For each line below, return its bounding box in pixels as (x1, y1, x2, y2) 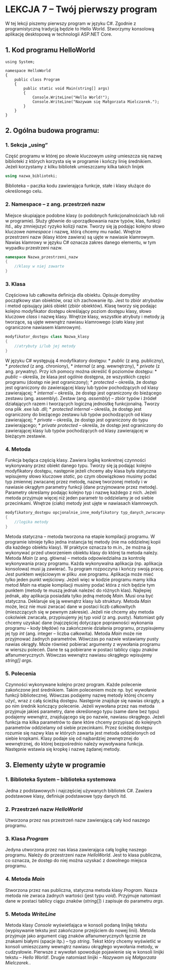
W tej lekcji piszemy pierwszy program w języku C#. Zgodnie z (5, 20, 137, 26)
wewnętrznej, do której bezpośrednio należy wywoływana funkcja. (5, 741, 144, 746)
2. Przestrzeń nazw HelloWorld (5, 805, 83, 812)
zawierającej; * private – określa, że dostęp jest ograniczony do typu (5, 417, 148, 423)
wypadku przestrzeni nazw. (5, 244, 63, 250)
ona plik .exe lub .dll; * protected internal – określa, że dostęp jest (5, 406, 142, 412)
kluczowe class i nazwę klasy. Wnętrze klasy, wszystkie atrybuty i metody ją (5, 313, 164, 320)
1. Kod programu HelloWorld (5, 46, 95, 54)
